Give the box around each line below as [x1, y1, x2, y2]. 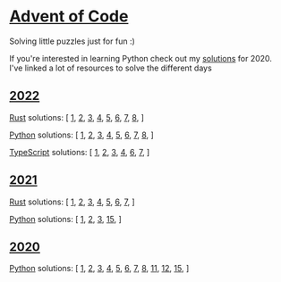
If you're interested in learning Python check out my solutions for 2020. [9, 53, 273, 63]
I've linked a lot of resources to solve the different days [9, 62, 212, 73]
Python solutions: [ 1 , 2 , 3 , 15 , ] [9, 213, 123, 224]
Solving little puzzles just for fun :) [9, 36, 136, 46]
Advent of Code [9, 6, 129, 27]
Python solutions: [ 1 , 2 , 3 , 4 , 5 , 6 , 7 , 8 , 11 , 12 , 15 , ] [9, 263, 190, 274]
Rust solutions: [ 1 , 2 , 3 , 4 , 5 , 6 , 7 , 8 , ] [9, 112, 145, 122]
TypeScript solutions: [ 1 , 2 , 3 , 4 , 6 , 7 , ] [9, 146, 150, 157]
